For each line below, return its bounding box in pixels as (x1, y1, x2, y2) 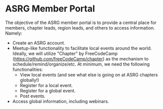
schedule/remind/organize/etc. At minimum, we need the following (12, 61, 150, 67)
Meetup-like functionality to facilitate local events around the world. (12, 45, 152, 51)
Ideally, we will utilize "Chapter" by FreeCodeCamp (12, 50, 118, 56)
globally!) (19, 77, 39, 83)
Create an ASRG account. (12, 39, 65, 45)
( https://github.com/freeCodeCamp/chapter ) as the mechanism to (12, 55, 149, 61)
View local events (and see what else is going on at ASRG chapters (19, 71, 158, 77)
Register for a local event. (19, 82, 73, 88)
